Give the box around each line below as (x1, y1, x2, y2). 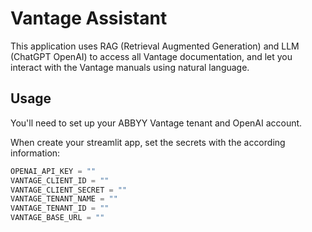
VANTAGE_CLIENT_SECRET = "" (10, 185, 128, 195)
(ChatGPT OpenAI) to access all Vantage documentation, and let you (10, 50, 293, 62)
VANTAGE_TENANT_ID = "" (10, 203, 110, 214)
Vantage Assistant (10, 7, 168, 30)
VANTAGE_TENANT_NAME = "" (10, 194, 118, 204)
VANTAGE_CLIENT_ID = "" (10, 175, 110, 186)
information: (10, 147, 61, 159)
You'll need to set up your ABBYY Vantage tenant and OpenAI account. (10, 117, 303, 129)
